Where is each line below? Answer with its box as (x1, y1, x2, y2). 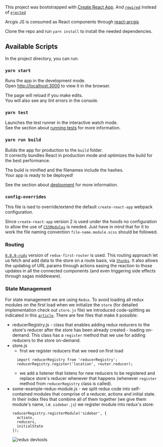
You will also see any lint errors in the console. (5, 98, 99, 103)
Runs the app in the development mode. (5, 78, 86, 84)
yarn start (5, 68, 31, 73)
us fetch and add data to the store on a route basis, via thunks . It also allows (5, 257, 158, 264)
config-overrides (5, 194, 47, 199)
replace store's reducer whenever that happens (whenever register (19, 375, 157, 381)
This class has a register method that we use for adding (31, 332, 146, 338)
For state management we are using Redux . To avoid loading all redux (5, 297, 144, 302)
